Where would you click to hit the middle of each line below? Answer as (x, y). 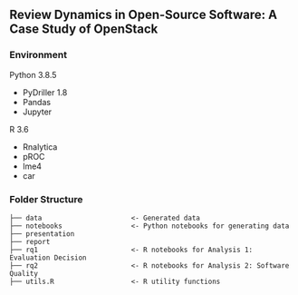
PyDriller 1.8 (45, 92)
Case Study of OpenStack (84, 29)
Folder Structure (46, 199)
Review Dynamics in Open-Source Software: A (144, 15)
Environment (38, 55)
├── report (30, 241)
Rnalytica (40, 147)
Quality (24, 273)
